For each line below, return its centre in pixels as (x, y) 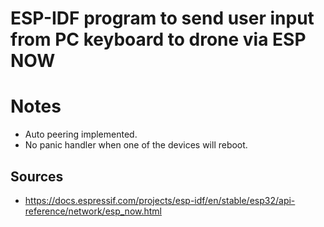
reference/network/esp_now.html (93, 211)
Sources (37, 176)
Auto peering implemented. (81, 134)
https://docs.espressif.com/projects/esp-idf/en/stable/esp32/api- (160, 200)
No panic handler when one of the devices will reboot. (136, 145)
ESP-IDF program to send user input (162, 18)
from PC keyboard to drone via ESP (158, 39)
